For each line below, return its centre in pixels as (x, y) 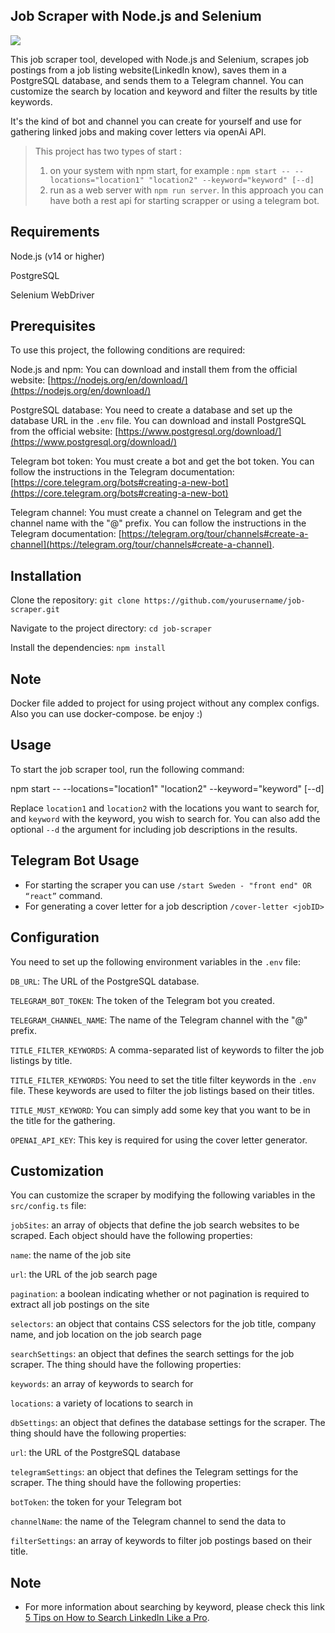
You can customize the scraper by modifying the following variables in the (163, 1195)
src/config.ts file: (48, 1206)
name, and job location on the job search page (106, 1335)
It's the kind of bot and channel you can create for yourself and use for (156, 121)
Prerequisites (53, 326)
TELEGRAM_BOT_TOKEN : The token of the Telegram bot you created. (142, 1000)
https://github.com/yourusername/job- (225, 601)
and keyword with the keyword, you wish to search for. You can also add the (165, 818)
